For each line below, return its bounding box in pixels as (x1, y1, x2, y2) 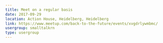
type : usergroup (5, 30, 39, 35)
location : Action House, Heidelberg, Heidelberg (5, 16, 109, 21)
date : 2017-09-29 (5, 12, 42, 17)
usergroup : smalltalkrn (5, 26, 55, 31)
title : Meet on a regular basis (5, 7, 73, 12)
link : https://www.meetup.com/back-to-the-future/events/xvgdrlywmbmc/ (5, 21, 158, 26)
